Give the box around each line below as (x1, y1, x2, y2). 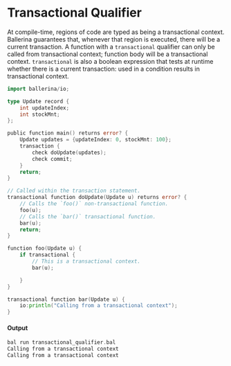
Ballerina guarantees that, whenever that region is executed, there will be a (7, 35, 221, 43)
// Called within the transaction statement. (7, 187, 140, 195)
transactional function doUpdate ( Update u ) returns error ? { (7, 194, 187, 201)
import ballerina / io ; (7, 85, 70, 92)
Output (7, 324, 28, 332)
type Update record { (7, 98, 70, 105)
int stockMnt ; (19, 111, 60, 118)
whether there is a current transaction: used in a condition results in (7, 64, 201, 73)
